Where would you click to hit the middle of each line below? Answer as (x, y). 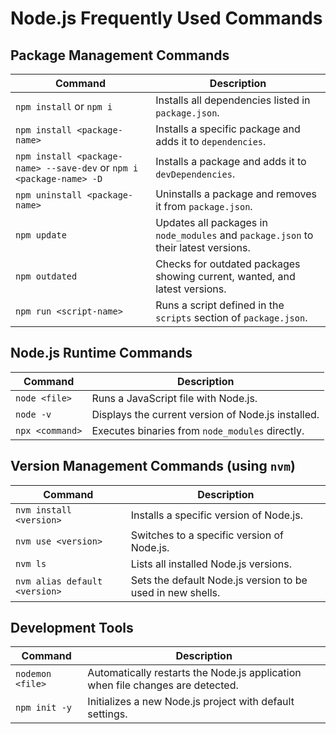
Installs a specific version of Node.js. (216, 515)
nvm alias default (59, 581)
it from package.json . (204, 206)
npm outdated (46, 276)
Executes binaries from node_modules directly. (198, 430)
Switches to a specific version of (207, 535)
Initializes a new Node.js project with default (191, 702)
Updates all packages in (211, 222)
